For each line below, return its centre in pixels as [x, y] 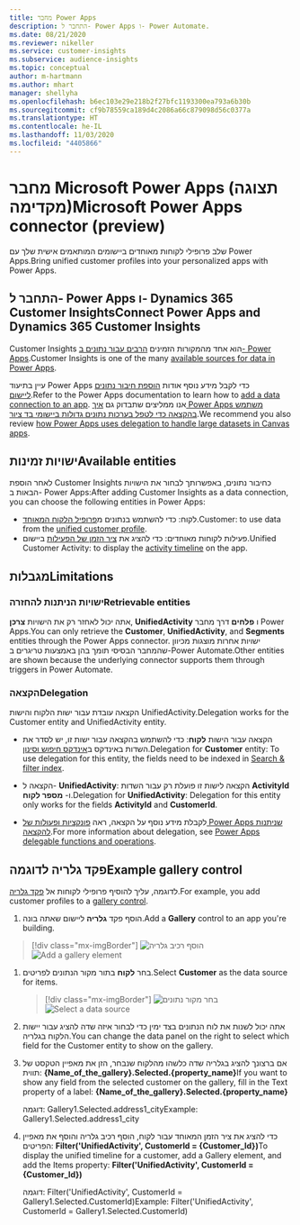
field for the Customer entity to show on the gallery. [118, 1046]
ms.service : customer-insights [68, 51]
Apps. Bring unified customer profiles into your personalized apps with [139, 260]
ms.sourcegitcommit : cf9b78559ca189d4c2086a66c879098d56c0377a [130, 110]
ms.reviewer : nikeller [52, 43]
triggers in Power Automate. [62, 669]
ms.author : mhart [42, 85]
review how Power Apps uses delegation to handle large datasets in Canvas [150, 423]
